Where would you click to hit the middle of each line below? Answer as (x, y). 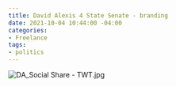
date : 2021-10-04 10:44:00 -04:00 (65, 23)
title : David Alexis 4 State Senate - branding (88, 15)
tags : (17, 45)
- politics (26, 52)
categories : (28, 30)
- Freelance (28, 38)
